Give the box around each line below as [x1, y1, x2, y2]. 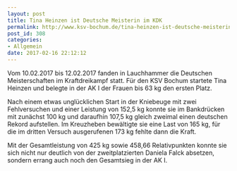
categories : [7, 37, 42, 44]
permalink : [7, 23, 39, 30]
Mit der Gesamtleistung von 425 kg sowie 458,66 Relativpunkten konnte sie [7, 141, 227, 149]
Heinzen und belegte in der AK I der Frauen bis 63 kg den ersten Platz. [7, 84, 212, 92]
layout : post [7, 10, 46, 18]
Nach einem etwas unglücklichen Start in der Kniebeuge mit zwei [7, 97, 197, 106]
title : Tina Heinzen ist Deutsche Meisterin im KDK [7, 17, 162, 24]
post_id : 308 [7, 30, 46, 37]
